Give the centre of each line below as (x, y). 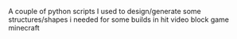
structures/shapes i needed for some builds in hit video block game (118, 19)
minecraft (24, 28)
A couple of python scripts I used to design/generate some (105, 11)
